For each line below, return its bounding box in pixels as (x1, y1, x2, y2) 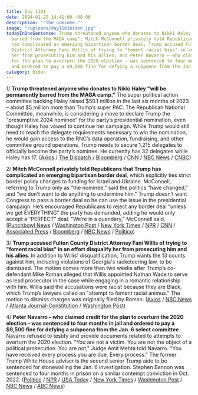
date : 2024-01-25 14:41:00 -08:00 (6, 14, 91, 20)
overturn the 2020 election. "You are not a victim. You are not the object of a (6, 338, 192, 345)
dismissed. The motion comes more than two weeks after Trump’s (6, 265, 166, 272)
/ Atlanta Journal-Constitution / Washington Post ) (6, 302, 126, 310)
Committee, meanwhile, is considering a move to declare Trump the (6, 110, 171, 117)
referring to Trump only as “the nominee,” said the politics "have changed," (6, 184, 189, 192)
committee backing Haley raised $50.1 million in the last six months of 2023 (6, 98, 189, 105)
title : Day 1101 (6, 8, 46, 15)
